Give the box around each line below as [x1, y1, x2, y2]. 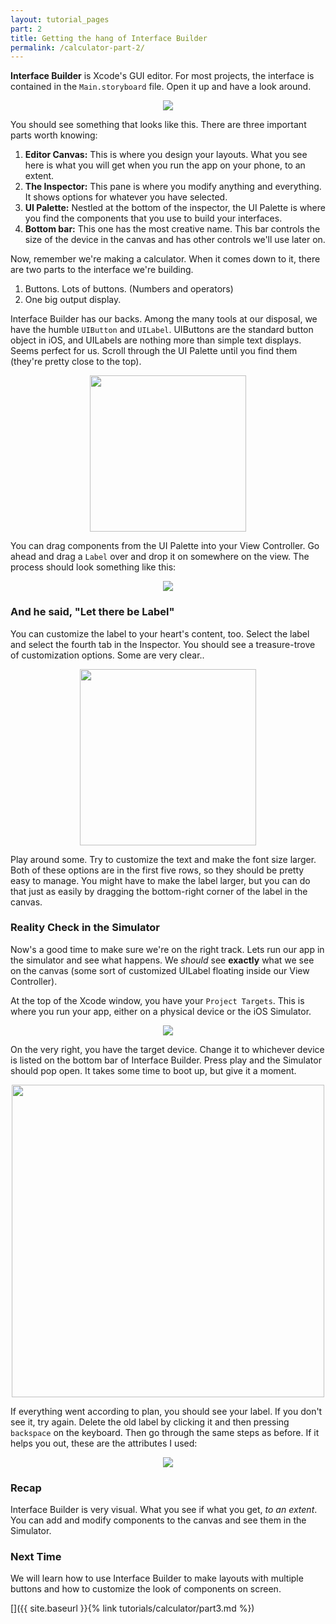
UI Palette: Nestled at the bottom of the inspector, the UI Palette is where [24, 202, 326, 214]
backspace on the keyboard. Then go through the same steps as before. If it [10, 1426, 320, 1438]
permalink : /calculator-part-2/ [10, 42, 145, 53]
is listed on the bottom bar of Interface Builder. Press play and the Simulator [10, 1054, 322, 1066]
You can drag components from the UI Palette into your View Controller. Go [10, 540, 320, 552]
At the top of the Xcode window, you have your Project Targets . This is [10, 994, 305, 1006]
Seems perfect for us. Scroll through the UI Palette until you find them [10, 345, 298, 357]
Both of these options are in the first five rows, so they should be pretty [10, 864, 305, 876]
